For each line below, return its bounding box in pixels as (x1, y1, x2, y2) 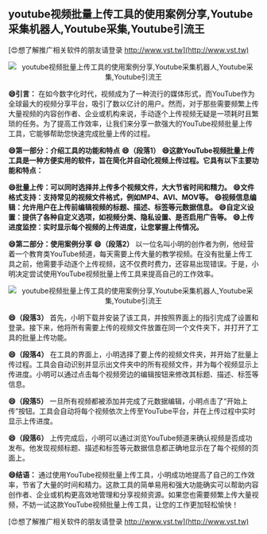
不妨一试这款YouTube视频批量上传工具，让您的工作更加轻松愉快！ (21, 500, 239, 509)
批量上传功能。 (21, 333, 72, 342)
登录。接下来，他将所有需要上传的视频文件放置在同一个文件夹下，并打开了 (8, 322, 252, 332)
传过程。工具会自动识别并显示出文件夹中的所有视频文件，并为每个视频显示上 (8, 359, 259, 368)
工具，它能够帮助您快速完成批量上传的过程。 (8, 128, 155, 138)
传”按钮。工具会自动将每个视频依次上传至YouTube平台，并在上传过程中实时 (8, 406, 256, 415)
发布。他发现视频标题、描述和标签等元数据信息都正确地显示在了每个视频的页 (8, 442, 259, 452)
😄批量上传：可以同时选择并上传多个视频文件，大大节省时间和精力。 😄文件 (8, 182, 255, 192)
